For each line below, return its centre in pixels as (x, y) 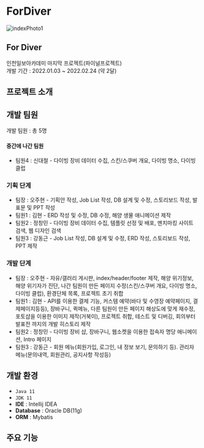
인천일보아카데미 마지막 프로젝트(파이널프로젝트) (64, 63)
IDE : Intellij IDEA (36, 404)
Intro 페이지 (38, 339)
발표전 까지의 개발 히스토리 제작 (53, 324)
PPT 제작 (26, 246)
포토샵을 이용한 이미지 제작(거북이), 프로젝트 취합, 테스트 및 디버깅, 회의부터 (105, 316)
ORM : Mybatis (34, 417)
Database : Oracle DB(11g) (49, 410)
